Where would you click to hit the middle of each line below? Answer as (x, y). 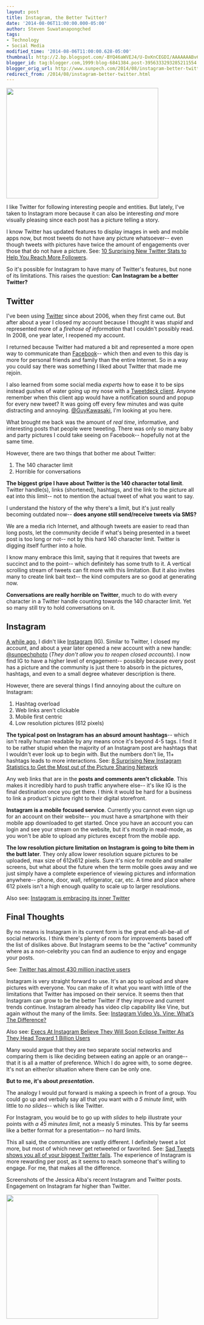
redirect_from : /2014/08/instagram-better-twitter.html (78, 74)
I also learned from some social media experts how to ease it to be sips (95, 385)
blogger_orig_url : (29, 68)
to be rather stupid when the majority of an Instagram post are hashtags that (102, 748)
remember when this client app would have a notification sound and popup (100, 398)
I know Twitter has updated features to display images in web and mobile (98, 232)
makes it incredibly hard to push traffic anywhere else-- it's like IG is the (96, 785)
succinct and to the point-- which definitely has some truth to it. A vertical (99, 564)
